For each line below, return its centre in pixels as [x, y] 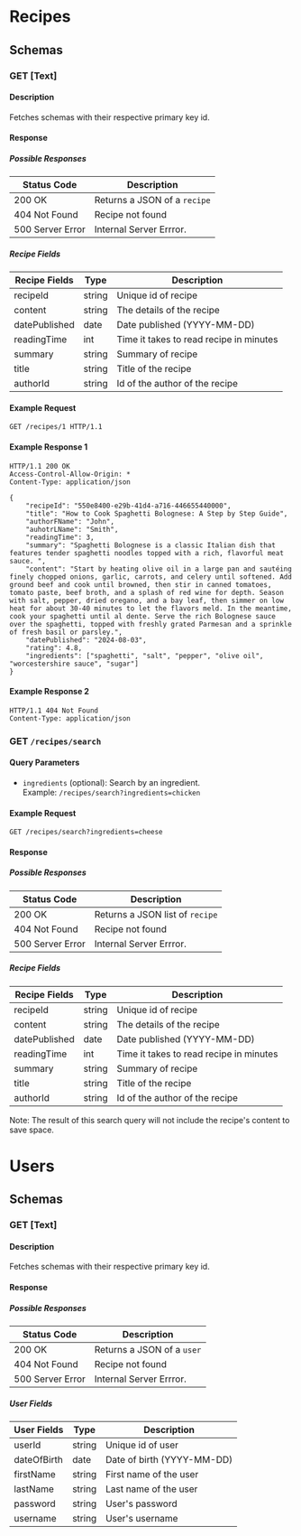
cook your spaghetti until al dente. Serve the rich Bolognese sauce [143, 616]
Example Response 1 [49, 447]
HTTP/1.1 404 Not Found [54, 711]
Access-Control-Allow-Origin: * [70, 474]
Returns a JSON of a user [148, 1349]
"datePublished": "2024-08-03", [86, 640]
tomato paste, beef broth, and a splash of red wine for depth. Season [146, 592]
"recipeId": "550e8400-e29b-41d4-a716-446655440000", [128, 506]
